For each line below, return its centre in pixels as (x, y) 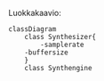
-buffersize (46, 53)
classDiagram (32, 29)
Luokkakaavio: (35, 13)
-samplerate (63, 45)
